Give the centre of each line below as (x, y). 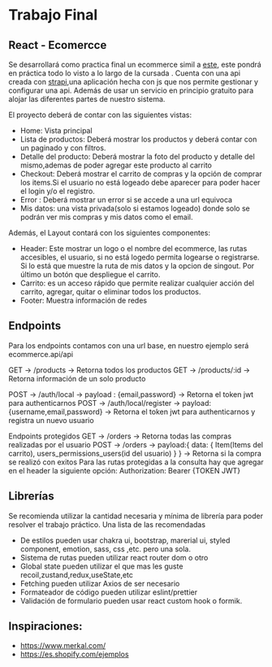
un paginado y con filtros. (63, 148)
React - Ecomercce (58, 45)
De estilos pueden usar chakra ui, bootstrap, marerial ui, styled (125, 540)
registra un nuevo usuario (52, 420)
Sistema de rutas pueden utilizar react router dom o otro (114, 557)
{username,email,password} (56, 412)
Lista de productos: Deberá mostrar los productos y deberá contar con (138, 139)
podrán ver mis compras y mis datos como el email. (106, 217)
